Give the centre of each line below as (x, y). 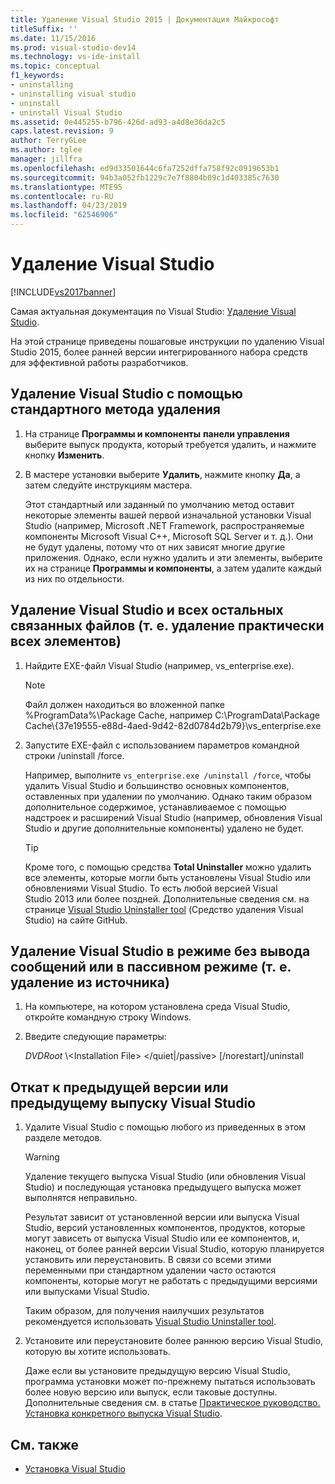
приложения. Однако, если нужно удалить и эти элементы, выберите (173, 557)
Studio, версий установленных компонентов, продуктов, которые (165, 1228)
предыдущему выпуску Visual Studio (133, 1102)
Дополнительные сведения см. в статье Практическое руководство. (172, 1403)
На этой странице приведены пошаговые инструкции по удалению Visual (167, 341)
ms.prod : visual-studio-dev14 (73, 47)
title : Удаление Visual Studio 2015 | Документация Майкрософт (145, 19)
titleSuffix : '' (44, 29)
